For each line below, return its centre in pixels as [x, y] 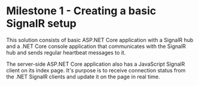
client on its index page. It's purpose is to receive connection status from [96, 70]
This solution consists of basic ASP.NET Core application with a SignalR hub [100, 40]
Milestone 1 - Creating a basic [81, 11]
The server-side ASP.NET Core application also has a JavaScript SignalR [96, 64]
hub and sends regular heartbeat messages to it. [66, 52]
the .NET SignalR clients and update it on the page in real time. [83, 77]
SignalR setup [41, 23]
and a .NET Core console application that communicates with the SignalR [96, 46]
